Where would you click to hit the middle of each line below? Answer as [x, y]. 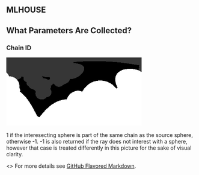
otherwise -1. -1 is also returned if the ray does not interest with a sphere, [97, 142]
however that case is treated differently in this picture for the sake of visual [99, 148]
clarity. [15, 154]
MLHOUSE [26, 10]
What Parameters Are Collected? [69, 30]
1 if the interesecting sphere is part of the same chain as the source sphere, [100, 135]
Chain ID [19, 48]
